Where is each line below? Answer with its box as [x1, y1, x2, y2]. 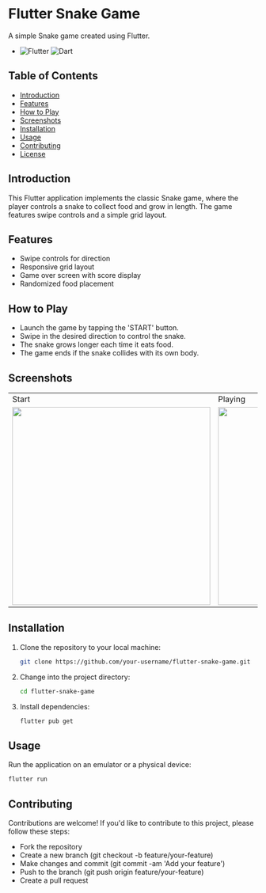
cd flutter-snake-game [19, 687, 95, 695]
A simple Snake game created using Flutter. [8, 31, 150, 40]
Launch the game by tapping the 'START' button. [19, 323, 180, 332]
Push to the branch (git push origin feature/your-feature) [19, 867, 204, 876]
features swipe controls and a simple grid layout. [8, 210, 167, 219]
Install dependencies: [19, 701, 90, 711]
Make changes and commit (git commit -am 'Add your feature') [19, 858, 226, 868]
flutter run [8, 775, 47, 784]
